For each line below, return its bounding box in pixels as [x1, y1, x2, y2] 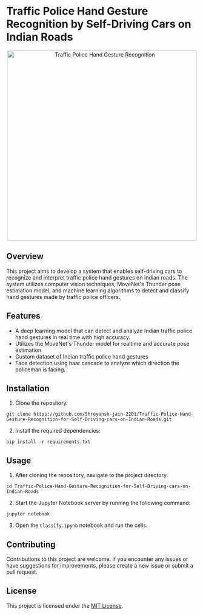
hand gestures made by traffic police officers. [6, 293, 121, 300]
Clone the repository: [15, 399, 68, 407]
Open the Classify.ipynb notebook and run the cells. [15, 521, 148, 529]
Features [6, 311, 41, 321]
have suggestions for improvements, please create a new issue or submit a [6, 562, 194, 569]
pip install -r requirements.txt [6, 439, 91, 445]
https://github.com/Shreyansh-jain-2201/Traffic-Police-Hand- [33, 411, 194, 417]
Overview [6, 251, 44, 262]
